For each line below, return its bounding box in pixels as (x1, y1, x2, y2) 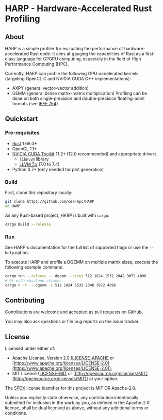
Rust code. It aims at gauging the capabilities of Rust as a (30, 51, 145, 57)
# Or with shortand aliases (5, 278, 62, 283)
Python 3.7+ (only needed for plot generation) (12, 166, 104, 172)
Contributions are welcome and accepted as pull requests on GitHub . (5, 309, 143, 315)
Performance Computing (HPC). (5, 61, 69, 67)
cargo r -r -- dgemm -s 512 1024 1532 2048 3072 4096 (5, 283, 116, 287)
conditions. (5, 410, 28, 416)
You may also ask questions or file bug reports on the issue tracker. (5, 319, 140, 325)
